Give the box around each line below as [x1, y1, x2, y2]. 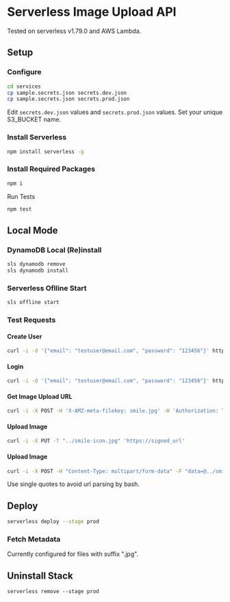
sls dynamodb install [7, 267, 69, 275]
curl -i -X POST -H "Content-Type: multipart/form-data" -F [7, 467, 183, 474]
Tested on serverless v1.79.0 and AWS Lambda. [7, 27, 142, 35]
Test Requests [7, 315, 56, 325]
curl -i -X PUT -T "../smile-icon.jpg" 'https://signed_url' [7, 437, 186, 445]
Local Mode [7, 224, 58, 236]
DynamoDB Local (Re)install [7, 245, 102, 255]
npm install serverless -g [7, 148, 84, 155]
